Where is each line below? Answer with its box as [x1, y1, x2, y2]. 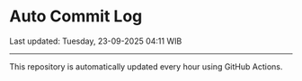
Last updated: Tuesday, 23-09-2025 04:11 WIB [9, 36, 182, 46]
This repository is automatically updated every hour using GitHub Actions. [9, 61, 283, 72]
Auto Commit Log [9, 6, 143, 27]
